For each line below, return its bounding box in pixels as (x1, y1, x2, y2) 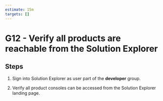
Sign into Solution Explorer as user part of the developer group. (12, 75, 141, 81)
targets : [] (5, 12, 29, 17)
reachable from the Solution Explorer (5, 43, 158, 54)
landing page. (12, 90, 40, 96)
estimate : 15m (5, 7, 34, 12)
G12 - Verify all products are (5, 33, 121, 44)
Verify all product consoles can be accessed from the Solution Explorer (12, 85, 156, 91)
